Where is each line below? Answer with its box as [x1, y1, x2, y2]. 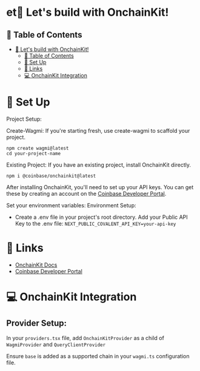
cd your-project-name [6, 150, 61, 156]
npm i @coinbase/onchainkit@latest [6, 173, 96, 179]
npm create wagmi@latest [6, 145, 69, 151]
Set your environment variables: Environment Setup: [6, 201, 136, 209]
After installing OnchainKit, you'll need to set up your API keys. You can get [6, 183, 194, 190]
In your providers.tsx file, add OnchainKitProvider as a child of [6, 334, 165, 341]
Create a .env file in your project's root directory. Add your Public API [15, 213, 188, 221]
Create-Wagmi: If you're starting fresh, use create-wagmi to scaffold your [6, 127, 190, 134]
